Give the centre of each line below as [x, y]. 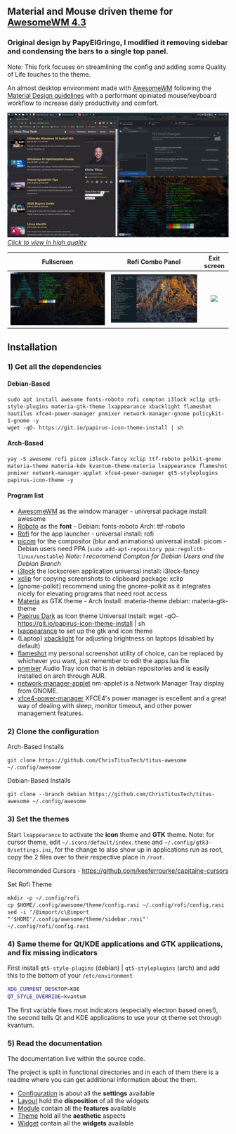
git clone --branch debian [47, 795]
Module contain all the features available [77, 1108]
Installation [32, 347]
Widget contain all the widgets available [76, 1123]
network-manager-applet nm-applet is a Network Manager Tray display [121, 683]
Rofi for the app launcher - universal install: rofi [86, 534]
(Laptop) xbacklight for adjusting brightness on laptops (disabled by [116, 638]
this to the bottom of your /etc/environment [70, 975]
